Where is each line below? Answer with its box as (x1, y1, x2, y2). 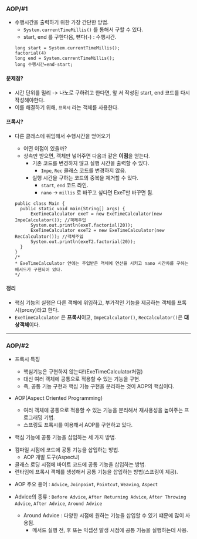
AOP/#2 (6, 341, 29, 349)
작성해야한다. (14, 96, 45, 103)
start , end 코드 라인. (40, 181, 89, 188)
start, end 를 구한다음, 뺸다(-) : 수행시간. (23, 33, 117, 41)
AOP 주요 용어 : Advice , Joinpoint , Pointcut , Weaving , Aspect (14, 481, 158, 488)
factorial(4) (14, 50, 47, 56)
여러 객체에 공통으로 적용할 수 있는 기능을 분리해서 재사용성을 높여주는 (23, 407, 184, 414)
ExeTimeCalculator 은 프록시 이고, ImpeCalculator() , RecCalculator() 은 (14, 314, 183, 321)
